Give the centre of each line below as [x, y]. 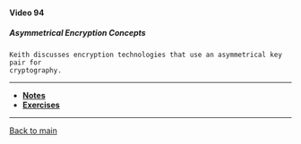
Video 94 [27, 13]
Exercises [41, 105]
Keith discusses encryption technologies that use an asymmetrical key [146, 55]
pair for [26, 63]
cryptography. [36, 70]
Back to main [34, 131]
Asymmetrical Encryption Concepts [77, 33]
